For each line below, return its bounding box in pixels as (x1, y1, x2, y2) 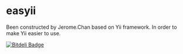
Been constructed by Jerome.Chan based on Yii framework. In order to (6, 23, 177, 31)
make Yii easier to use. (6, 29, 61, 36)
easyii (6, 4, 36, 18)
